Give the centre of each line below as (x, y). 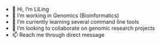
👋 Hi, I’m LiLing (30, 9)
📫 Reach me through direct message (58, 35)
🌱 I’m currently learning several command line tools (75, 22)
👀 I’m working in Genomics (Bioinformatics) (65, 15)
